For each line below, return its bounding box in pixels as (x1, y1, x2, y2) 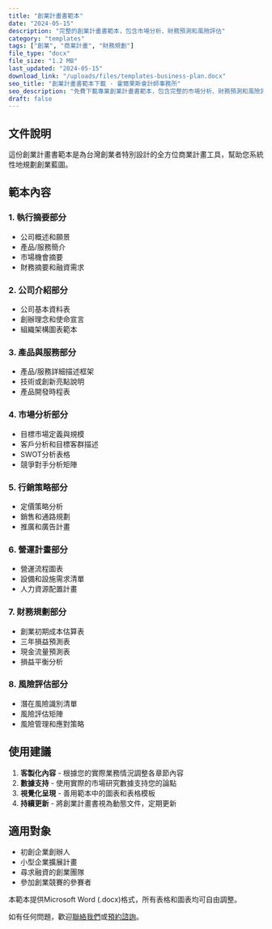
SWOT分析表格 (19, 449, 70, 459)
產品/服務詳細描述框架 (19, 367, 95, 376)
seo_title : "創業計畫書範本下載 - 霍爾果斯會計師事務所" (8, 79, 181, 87)
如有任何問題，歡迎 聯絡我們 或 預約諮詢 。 (8, 912, 143, 922)
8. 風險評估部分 (8, 679, 69, 690)
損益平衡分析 (19, 656, 63, 666)
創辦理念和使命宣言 (19, 315, 85, 325)
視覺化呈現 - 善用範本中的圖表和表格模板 (19, 788, 156, 798)
